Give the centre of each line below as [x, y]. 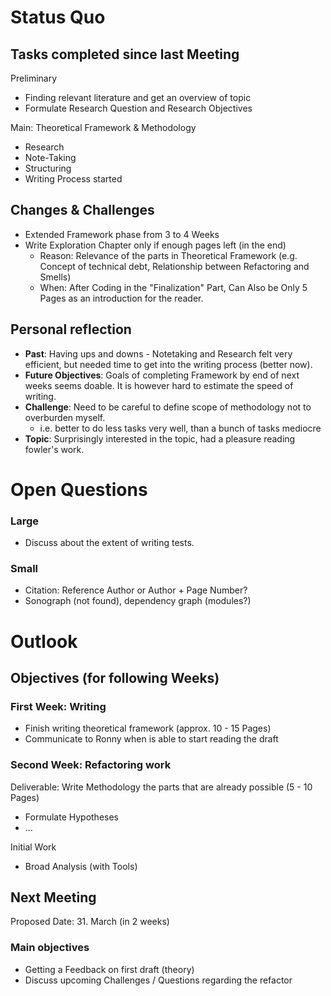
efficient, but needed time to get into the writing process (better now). [168, 364]
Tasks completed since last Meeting [125, 54]
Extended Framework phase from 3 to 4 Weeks [122, 234]
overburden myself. [65, 417]
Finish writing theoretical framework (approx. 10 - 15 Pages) [148, 728]
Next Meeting [53, 897]
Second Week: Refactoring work [91, 765]
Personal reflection [71, 329]
